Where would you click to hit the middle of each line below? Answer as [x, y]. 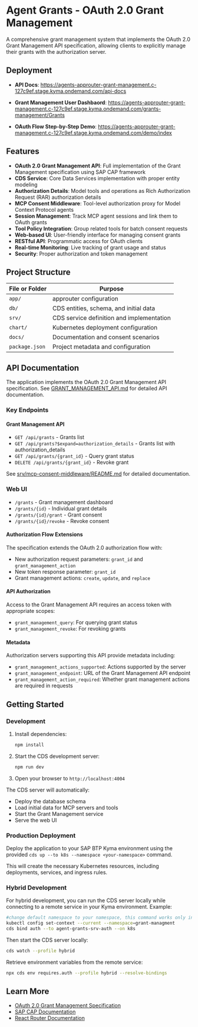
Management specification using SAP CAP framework [80, 172]
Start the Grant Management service [59, 813]
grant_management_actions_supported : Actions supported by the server [100, 667]
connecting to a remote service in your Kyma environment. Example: [89, 907]
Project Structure [38, 272]
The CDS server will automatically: [48, 790]
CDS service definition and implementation [111, 318]
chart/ [18, 328]
